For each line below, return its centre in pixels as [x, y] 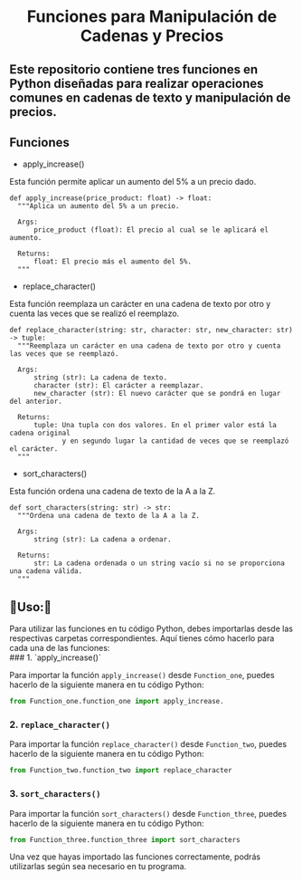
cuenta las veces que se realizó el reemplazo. [94, 313]
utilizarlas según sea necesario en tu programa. [98, 867]
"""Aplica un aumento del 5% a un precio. [99, 206]
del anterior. [36, 402]
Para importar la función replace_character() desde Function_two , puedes [148, 744]
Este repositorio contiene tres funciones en [134, 69]
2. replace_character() [60, 724]
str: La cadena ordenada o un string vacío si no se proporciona [159, 563]
